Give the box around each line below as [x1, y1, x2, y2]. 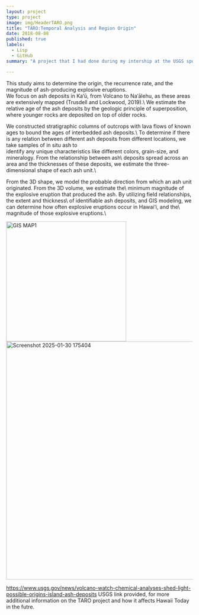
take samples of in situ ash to [6, 141, 78, 149]
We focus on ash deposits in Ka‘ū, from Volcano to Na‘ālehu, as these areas [6, 92, 191, 99]
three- [153, 160, 170, 168]
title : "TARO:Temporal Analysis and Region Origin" [6, 25, 136, 31]
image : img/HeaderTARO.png [6, 20, 73, 25]
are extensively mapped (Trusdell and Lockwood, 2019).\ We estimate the [6, 98, 186, 105]
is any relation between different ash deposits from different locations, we [6, 135, 187, 142]
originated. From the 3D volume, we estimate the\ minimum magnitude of [6, 184, 184, 191]
